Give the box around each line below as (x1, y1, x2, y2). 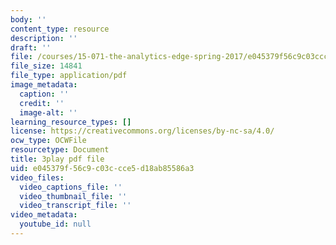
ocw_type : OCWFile (10, 136, 87, 146)
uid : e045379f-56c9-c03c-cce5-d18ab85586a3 (10, 163, 195, 173)
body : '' (10, 14, 47, 25)
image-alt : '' (19, 107, 78, 118)
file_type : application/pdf (10, 71, 128, 81)
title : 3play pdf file (10, 154, 105, 164)
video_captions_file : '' (19, 182, 123, 192)
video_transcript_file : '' (19, 201, 132, 211)
